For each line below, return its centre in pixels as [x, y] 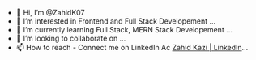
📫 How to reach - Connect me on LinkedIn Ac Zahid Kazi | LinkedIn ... [132, 47]
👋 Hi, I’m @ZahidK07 [50, 13]
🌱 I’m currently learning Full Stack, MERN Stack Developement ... [124, 30]
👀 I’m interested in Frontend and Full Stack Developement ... [116, 21]
